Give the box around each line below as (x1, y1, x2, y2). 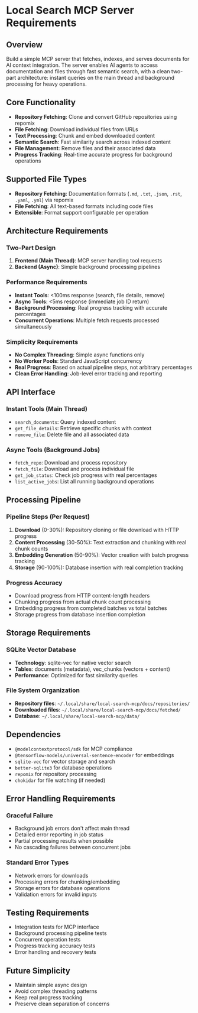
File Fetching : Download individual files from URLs (14, 125, 138, 133)
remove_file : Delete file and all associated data (14, 431, 129, 438)
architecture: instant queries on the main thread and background (17, 74, 174, 81)
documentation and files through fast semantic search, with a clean (6, 68, 170, 74)
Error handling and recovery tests (14, 949, 96, 956)
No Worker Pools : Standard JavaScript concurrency (14, 357, 142, 364)
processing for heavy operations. (6, 80, 87, 87)
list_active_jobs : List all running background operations (14, 478, 154, 485)
